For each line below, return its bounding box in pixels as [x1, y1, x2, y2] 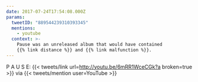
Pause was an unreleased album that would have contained [17, 42, 163, 48]
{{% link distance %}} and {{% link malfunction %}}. [17, 47, 152, 53]
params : [6, 14, 25, 20]
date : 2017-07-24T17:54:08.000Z [6, 8, 86, 15]
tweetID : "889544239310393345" [11, 19, 89, 25]
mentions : [11, 25, 35, 31]
